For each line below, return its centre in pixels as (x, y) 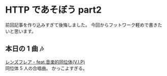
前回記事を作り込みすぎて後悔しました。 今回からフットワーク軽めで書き (81, 25)
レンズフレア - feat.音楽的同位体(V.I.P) (45, 62)
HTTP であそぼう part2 (54, 10)
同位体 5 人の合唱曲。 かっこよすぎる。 (46, 68)
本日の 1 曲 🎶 (25, 49)
